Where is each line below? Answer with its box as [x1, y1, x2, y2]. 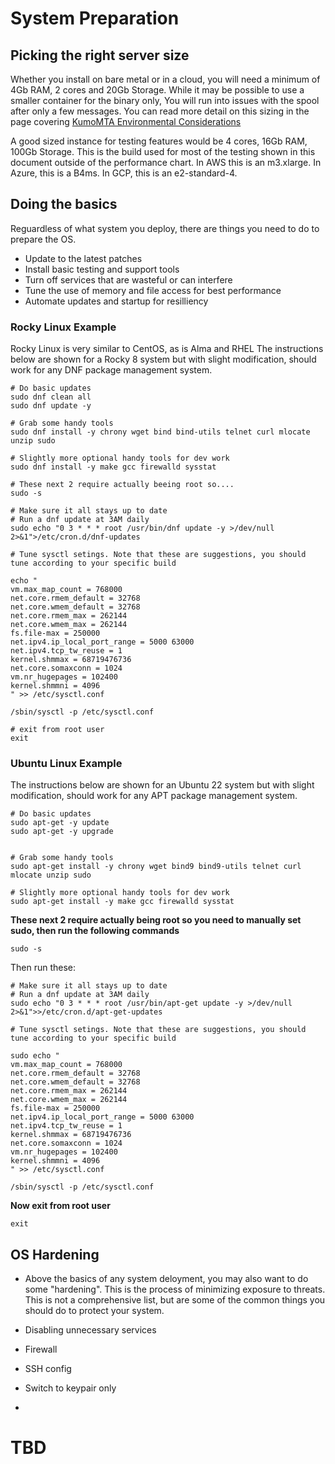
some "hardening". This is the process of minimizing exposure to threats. [24, 1283, 326, 1296]
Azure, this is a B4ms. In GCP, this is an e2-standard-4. [10, 167, 238, 179]
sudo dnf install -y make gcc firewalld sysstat [10, 462, 217, 472]
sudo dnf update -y [10, 401, 92, 411]
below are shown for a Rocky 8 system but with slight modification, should [10, 353, 317, 366]
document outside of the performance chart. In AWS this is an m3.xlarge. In [10, 157, 322, 168]
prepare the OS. [10, 233, 77, 245]
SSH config [24, 1363, 72, 1375]
